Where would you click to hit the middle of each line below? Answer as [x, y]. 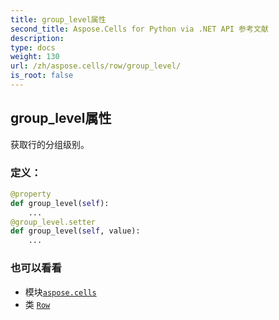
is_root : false [42, 76]
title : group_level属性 [58, 19]
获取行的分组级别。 [50, 144]
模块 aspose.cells [60, 292]
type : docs [33, 47]
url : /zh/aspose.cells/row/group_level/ [96, 66]
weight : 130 [35, 57]
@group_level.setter [53, 222]
